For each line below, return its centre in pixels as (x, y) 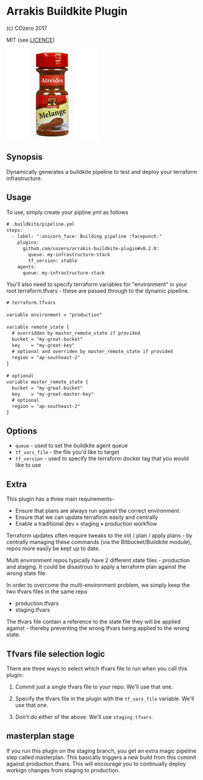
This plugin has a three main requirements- (60, 499)
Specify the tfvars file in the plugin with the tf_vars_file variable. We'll (105, 699)
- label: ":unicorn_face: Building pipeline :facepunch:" (87, 236)
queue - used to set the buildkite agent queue (71, 446)
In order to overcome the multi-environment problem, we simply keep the (98, 585)
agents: (27, 267)
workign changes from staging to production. (63, 770)
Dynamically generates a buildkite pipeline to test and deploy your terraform (102, 171)
